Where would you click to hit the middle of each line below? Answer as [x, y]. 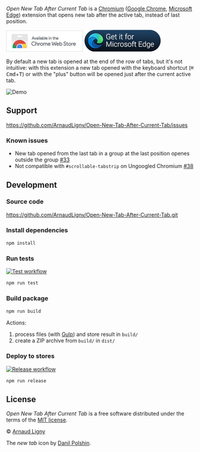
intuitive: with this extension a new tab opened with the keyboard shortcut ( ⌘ [100, 68]
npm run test [22, 283]
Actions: [16, 323]
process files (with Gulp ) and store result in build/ [76, 334]
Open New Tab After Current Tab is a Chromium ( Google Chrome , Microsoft [99, 9]
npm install [21, 244]
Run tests [20, 258]
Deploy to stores [30, 356]
